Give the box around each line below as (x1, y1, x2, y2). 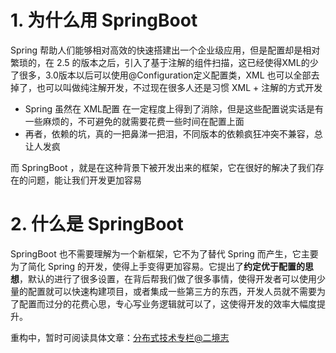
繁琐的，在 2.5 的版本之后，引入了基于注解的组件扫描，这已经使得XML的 (10, 56, 310, 68)
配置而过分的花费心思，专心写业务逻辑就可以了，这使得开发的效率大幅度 (18, 297, 317, 310)
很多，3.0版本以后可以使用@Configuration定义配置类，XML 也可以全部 (18, 69, 312, 81)
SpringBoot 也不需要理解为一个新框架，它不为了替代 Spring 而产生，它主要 (10, 247, 319, 260)
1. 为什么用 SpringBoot (10, 9, 198, 32)
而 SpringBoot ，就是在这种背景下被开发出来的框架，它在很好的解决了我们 (10, 161, 316, 173)
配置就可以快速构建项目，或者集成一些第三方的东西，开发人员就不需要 (27, 285, 317, 297)
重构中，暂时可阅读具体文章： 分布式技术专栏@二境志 (10, 331, 230, 343)
